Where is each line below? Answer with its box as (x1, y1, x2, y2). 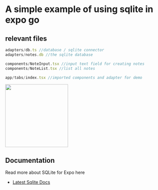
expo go (5, 14, 40, 26)
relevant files (5, 34, 47, 43)
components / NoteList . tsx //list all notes (5, 66, 95, 71)
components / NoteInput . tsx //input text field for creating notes (5, 61, 144, 66)
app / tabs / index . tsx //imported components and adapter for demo (5, 75, 142, 80)
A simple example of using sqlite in (5, 4, 153, 15)
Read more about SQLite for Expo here (5, 169, 85, 175)
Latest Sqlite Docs (12, 179, 50, 185)
